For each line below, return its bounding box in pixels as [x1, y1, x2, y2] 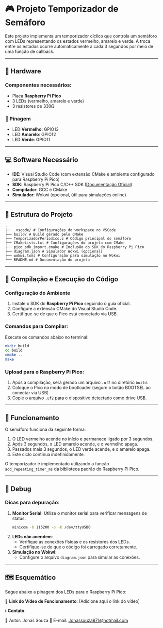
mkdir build [5, 343, 29, 348]
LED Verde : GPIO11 [12, 136, 50, 142]
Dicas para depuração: [5, 499, 60, 506]
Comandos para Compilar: [5, 323, 68, 330]
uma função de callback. [5, 49, 55, 54]
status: [12, 515, 26, 521]
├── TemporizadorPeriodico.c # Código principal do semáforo [5, 236, 131, 241]
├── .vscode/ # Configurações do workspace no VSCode [5, 227, 116, 233]
